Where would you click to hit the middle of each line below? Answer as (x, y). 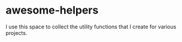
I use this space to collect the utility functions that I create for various (91, 27)
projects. (16, 33)
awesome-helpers (52, 10)
